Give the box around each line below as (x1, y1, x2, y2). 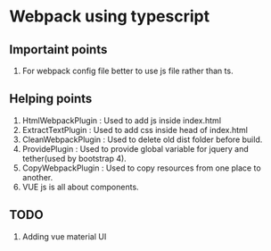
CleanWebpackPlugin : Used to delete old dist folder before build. (21, 134, 263, 145)
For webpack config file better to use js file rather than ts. (21, 65, 234, 76)
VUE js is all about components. (21, 181, 140, 192)
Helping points (9, 91, 93, 106)
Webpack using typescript (9, 6, 210, 27)
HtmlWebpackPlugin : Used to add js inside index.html (21, 114, 221, 126)
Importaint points (9, 42, 108, 57)
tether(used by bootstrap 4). (21, 153, 127, 163)
